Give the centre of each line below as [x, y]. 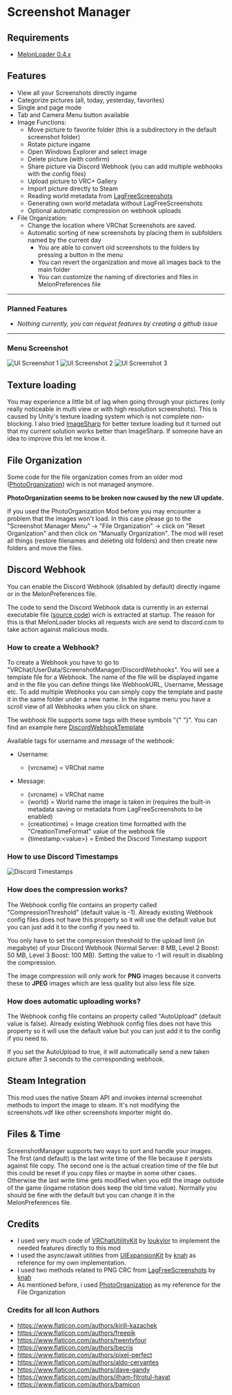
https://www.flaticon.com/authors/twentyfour [82, 1340]
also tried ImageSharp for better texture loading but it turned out [129, 424]
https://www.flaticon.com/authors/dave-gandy [84, 1369]
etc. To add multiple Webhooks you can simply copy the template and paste [115, 692]
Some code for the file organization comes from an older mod [95, 477]
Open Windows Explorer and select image [87, 151]
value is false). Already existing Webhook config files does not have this [109, 1024]
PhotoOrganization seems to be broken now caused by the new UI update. [116, 498]
